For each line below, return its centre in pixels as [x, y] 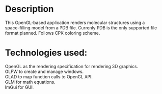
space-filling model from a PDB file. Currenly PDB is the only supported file [81, 27]
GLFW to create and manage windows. [44, 71]
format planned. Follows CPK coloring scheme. [53, 33]
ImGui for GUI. [20, 87]
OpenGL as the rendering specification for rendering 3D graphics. [72, 66]
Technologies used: [46, 53]
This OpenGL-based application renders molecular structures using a [75, 23]
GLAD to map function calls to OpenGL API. [49, 76]
